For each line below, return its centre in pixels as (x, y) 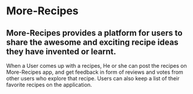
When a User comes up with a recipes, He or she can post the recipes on (96, 66)
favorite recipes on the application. (49, 85)
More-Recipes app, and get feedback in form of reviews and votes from (95, 72)
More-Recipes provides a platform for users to (94, 33)
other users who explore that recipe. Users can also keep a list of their (93, 78)
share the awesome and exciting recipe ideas (92, 42)
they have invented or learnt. (61, 51)
